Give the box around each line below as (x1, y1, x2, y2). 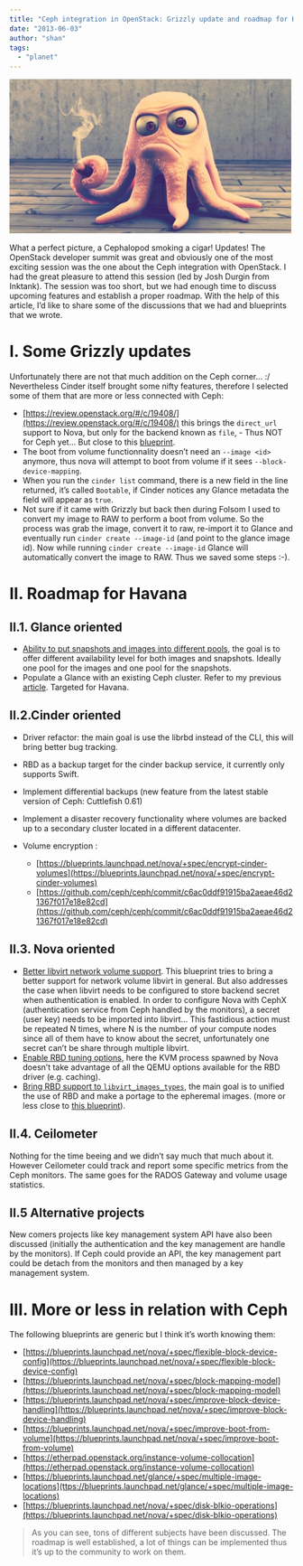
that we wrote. (9, 310, 63, 321)
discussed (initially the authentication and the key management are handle (9, 1239, 286, 1250)
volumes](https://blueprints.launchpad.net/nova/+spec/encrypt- (35, 867, 275, 878)
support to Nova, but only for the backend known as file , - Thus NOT (22, 427, 283, 438)
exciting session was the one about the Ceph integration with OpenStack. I (9, 262, 287, 273)
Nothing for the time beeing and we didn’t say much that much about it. (9, 1150, 274, 1161)
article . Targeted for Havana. (22, 682, 129, 693)
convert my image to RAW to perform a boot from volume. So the (22, 513, 264, 524)
